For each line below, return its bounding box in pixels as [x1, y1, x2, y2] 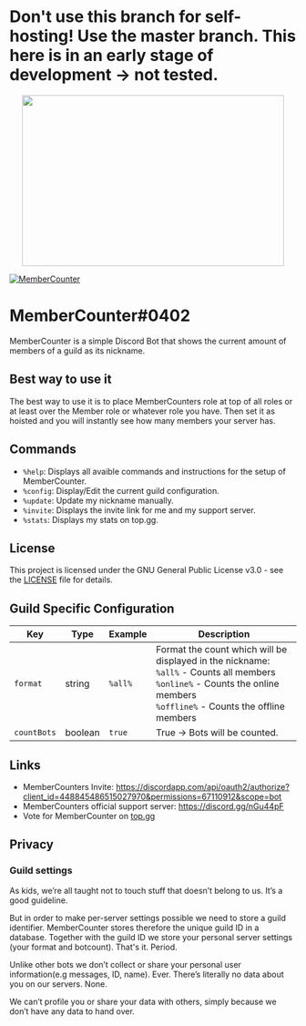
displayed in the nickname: [156, 654, 270, 667]
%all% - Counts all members [156, 666, 276, 679]
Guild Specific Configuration [9, 600, 175, 616]
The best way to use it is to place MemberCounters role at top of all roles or [9, 395, 293, 406]
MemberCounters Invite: [22, 781, 114, 792]
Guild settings [9, 864, 73, 877]
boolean [65, 726, 100, 739]
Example [108, 628, 148, 641]
